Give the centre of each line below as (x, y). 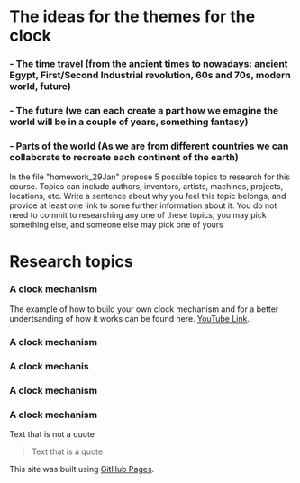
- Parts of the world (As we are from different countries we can (149, 146)
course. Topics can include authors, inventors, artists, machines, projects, (146, 187)
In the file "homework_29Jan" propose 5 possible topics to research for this (150, 177)
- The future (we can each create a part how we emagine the (144, 111)
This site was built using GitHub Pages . (82, 469)
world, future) (41, 87)
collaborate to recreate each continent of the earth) (124, 157)
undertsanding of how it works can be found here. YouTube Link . (130, 318)
